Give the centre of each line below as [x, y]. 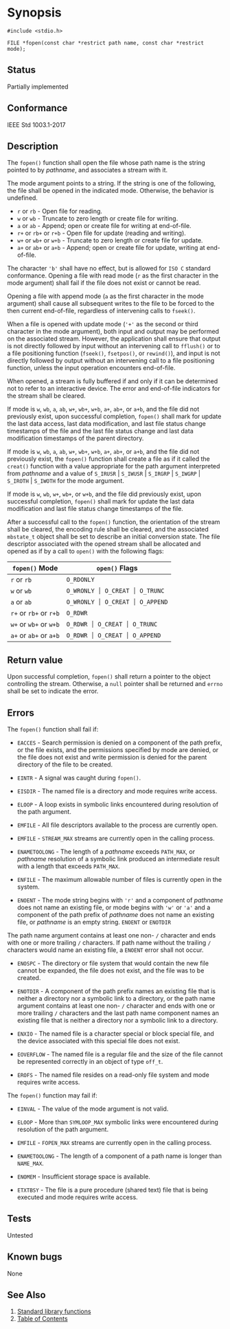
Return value [35, 660]
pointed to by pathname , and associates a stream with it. [88, 170]
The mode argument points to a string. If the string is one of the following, [112, 183]
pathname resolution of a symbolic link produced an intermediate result [118, 859]
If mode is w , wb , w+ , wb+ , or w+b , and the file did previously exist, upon [104, 494]
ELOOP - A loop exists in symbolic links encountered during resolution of [118, 804]
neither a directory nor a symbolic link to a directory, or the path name [116, 998]
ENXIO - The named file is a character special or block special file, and [115, 1034]
